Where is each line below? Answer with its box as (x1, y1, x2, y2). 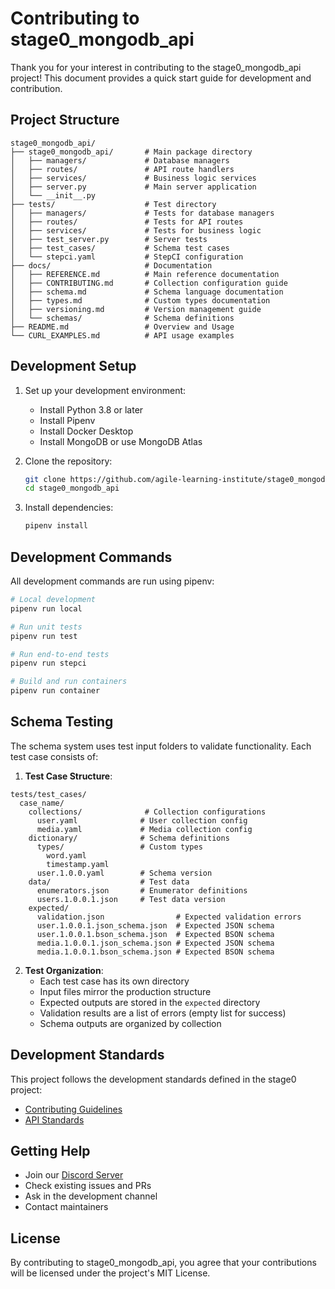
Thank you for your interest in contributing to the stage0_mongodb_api (10, 61, 302, 73)
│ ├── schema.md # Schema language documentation (10, 287, 284, 297)
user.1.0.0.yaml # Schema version (36, 868, 213, 878)
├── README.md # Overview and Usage (10, 322, 235, 332)
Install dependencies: (24, 502, 114, 514)
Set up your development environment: (24, 384, 187, 396)
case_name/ (19, 798, 65, 808)
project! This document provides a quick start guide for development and (10, 72, 312, 84)
